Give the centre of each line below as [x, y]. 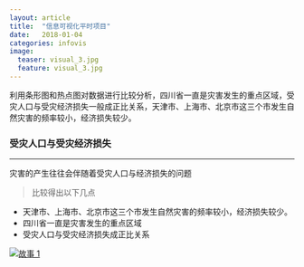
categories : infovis [48, 43]
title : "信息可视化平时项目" [60, 26]
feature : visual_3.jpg [60, 69]
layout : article [40, 18]
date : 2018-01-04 [46, 34]
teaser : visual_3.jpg [58, 60]
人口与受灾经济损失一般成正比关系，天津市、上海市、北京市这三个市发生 [152, 106]
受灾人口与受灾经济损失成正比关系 [86, 234]
